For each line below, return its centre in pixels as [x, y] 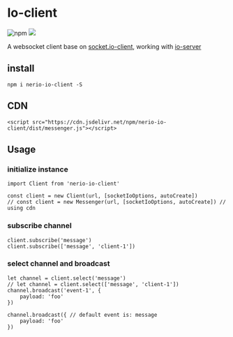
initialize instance [38, 169]
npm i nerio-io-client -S [45, 84]
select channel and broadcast [59, 264]
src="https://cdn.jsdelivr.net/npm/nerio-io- [100, 122]
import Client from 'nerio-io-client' [63, 184]
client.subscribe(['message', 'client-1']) [72, 246]
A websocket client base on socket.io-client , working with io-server [104, 46]
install [21, 69]
